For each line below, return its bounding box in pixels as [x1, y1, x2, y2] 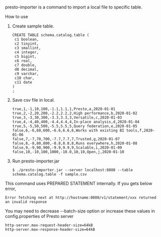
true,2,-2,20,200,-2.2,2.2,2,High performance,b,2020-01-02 [12, 111, 138, 116]
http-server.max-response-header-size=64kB [5, 227, 95, 232]
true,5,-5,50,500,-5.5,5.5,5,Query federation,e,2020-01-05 [12, 124, 138, 129]
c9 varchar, [14, 71, 39, 76]
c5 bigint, [14, 54, 37, 59]
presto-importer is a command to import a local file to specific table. [5, 4, 143, 10]
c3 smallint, [14, 46, 41, 51]
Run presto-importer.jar [12, 158, 60, 164]
